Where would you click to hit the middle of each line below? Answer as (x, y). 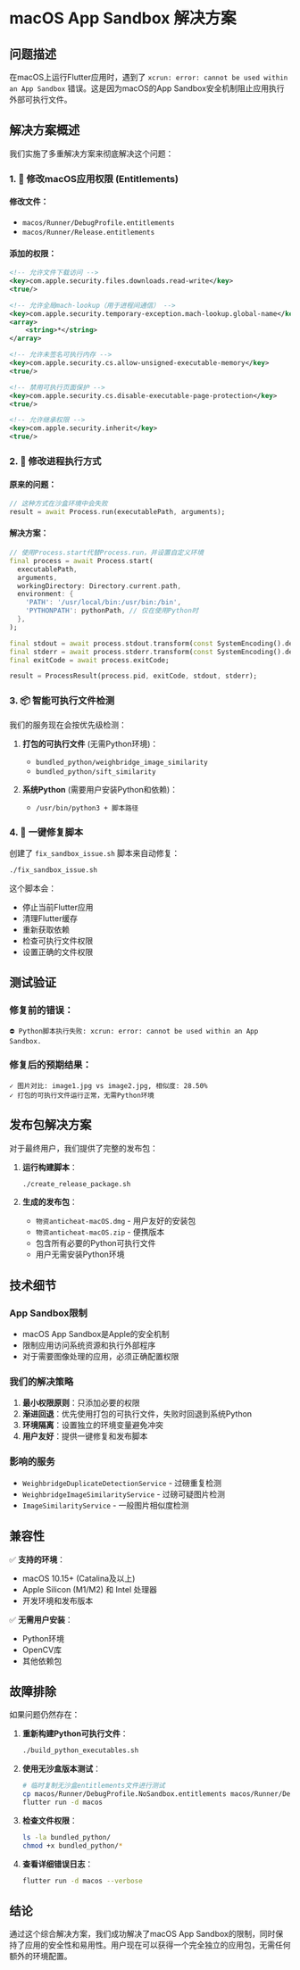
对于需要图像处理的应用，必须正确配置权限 (100, 1357)
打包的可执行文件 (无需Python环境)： (90, 744)
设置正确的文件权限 (58, 952)
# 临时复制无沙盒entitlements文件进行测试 (93, 1786)
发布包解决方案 (50, 1125)
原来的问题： (33, 484)
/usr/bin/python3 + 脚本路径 (87, 808)
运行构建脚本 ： (50, 1167)
